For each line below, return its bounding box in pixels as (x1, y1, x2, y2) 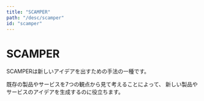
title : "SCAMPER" (6, 9, 51, 15)
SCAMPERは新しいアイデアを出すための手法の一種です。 (6, 68, 150, 75)
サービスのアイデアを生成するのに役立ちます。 (6, 88, 124, 95)
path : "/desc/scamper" (6, 15, 64, 21)
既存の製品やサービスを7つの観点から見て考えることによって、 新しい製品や (6, 81, 198, 88)
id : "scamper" (6, 20, 43, 26)
